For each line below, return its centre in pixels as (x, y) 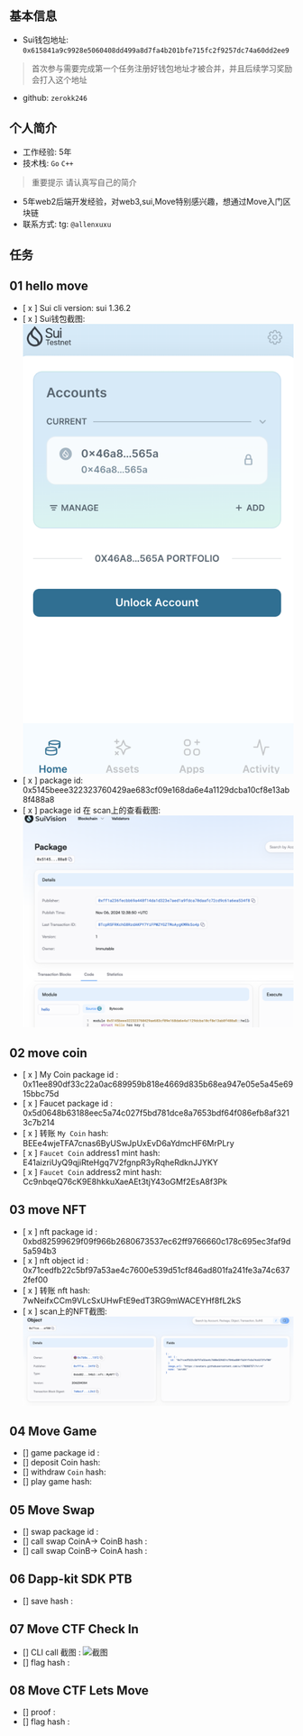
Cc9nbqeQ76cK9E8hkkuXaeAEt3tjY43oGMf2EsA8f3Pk (125, 1181)
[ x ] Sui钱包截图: (54, 318)
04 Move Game (53, 1431)
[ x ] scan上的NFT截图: (65, 1311)
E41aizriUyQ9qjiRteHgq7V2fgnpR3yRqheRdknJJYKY (120, 1162)
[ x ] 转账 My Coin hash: (65, 1133)
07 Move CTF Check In (74, 1629)
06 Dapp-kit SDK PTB (71, 1580)
